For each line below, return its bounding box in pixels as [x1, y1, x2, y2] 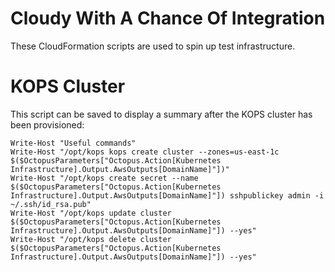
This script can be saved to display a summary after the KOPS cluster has [10, 108, 313, 120]
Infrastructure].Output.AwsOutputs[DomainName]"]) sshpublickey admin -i [10, 190, 325, 201]
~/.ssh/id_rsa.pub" [10, 199, 92, 209]
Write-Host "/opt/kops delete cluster [10, 234, 172, 244]
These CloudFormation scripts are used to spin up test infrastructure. [10, 40, 296, 52]
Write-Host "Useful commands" [10, 138, 137, 148]
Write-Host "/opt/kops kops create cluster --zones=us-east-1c [10, 147, 280, 157]
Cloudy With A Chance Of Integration [10, 7, 326, 30]
